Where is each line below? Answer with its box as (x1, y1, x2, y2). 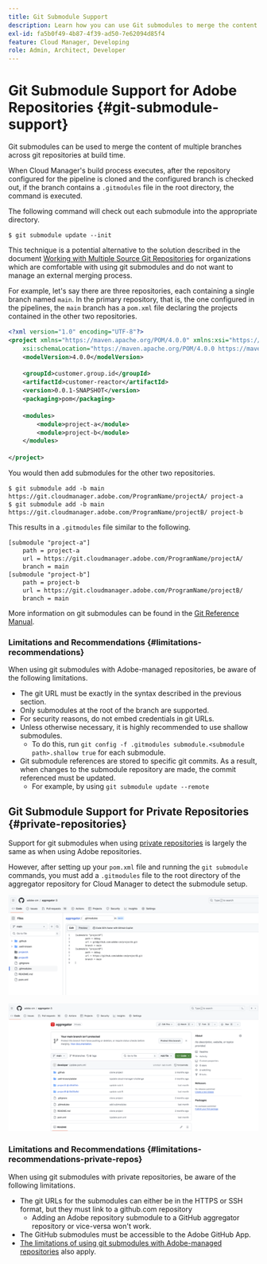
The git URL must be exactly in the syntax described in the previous (19, 689, 242, 698)
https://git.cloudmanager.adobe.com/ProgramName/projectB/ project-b (8, 509, 244, 517)
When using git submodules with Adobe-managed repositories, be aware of (8, 665, 257, 674)
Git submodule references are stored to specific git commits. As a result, (19, 756, 257, 766)
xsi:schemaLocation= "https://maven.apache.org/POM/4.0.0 (22, 345, 215, 353)
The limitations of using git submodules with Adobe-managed (19, 1238, 222, 1247)
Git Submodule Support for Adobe (8, 82, 237, 99)
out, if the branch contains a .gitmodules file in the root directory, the (8, 183, 234, 193)
